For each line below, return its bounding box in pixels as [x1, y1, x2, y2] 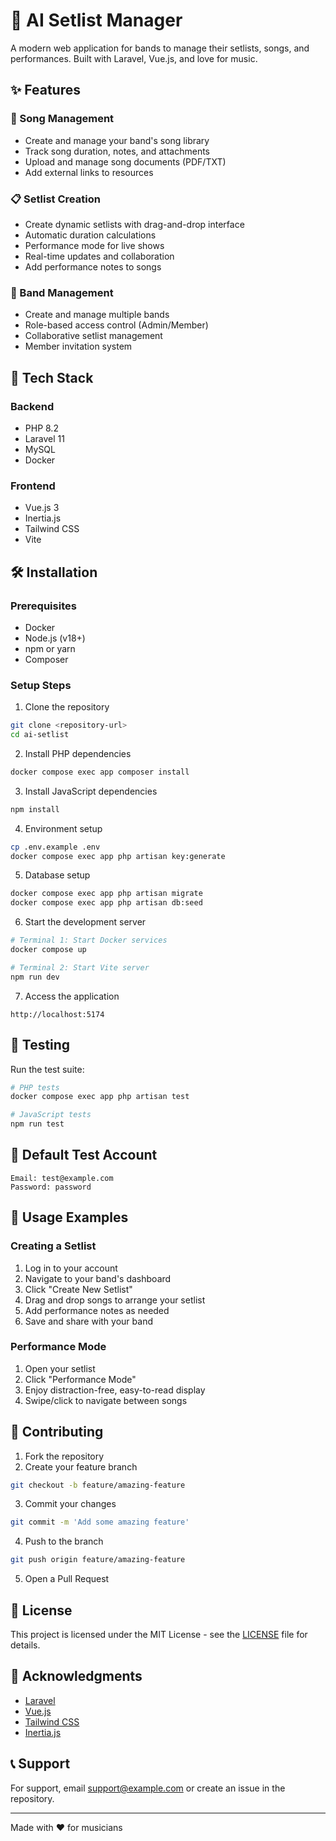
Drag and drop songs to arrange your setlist [24, 1294, 206, 1306]
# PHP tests [10, 1082, 60, 1093]
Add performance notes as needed [24, 1304, 170, 1316]
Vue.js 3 [24, 502, 60, 514]
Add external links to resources [24, 166, 154, 178]
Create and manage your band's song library [24, 134, 210, 146]
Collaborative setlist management [24, 330, 163, 342]
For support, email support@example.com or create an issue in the [10, 1782, 286, 1794]
